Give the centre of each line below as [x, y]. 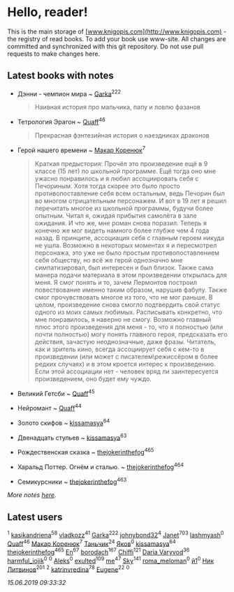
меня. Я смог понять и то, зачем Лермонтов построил [116, 282]
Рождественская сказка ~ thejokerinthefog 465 [86, 451]
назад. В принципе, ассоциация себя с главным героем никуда [130, 237]
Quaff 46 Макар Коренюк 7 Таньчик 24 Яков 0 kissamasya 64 [92, 543]
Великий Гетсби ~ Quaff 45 [56, 393]
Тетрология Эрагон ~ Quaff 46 [61, 121]
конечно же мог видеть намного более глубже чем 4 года [122, 230]
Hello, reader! [48, 12]
